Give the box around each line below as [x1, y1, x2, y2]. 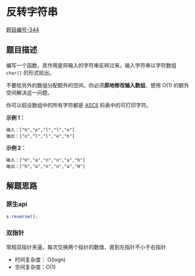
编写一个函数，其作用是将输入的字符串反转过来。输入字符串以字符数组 [6, 61, 177, 68]
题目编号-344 [6, 26, 39, 33]
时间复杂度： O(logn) [14, 256, 66, 263]
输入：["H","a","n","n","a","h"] [6, 157, 85, 163]
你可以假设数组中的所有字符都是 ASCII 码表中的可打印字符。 [6, 101, 152, 109]
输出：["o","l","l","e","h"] [6, 133, 75, 139]
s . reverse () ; [6, 213, 38, 220]
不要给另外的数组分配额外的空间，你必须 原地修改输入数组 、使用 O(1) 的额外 [6, 81, 190, 88]
